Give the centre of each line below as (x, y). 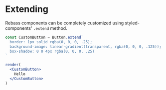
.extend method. (50, 28)
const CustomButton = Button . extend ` (44, 37)
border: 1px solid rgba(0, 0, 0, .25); (51, 42)
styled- (132, 23)
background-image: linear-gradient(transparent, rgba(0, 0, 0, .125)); (86, 46)
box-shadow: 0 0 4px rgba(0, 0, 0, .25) (52, 51)
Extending (27, 9)
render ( (13, 65)
